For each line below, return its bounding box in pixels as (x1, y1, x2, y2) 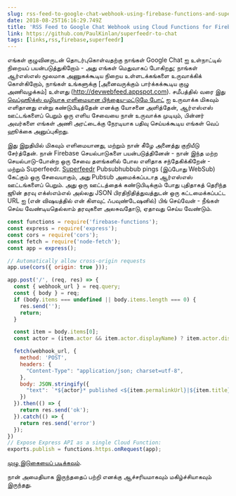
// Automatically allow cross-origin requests (7, 257, 146, 265)
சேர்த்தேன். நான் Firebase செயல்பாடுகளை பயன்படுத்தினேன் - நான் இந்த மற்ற (7, 149, 218, 158)
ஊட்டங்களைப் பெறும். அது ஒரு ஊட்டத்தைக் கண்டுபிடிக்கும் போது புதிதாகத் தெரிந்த (7, 181, 227, 189)
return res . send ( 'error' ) (20, 419, 96, 426)
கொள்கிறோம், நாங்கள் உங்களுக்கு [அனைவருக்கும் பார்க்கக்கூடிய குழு (7, 80, 190, 88)
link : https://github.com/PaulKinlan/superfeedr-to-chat (7, 30, 178, 37)
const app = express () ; (7, 244, 77, 252)
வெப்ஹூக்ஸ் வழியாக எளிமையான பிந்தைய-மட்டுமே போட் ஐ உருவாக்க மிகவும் (7, 96, 219, 104)
